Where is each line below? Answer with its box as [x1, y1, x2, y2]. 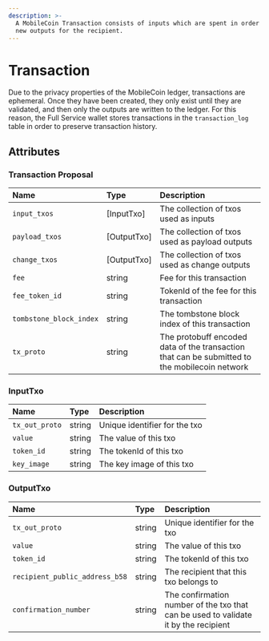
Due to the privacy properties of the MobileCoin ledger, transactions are [8, 87, 246, 97]
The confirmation [164, 589, 230, 600]
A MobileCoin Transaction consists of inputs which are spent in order [15, 19, 260, 27]
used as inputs [159, 213, 215, 224]
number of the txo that [164, 599, 249, 610]
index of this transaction [159, 318, 251, 329]
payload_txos [12, 232, 62, 241]
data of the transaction [159, 341, 246, 353]
